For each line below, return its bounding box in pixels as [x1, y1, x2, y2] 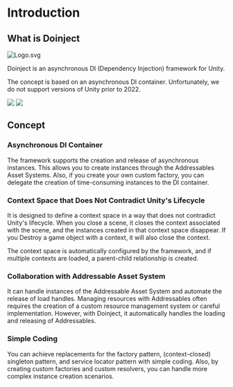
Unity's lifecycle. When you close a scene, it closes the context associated [7, 218, 221, 227]
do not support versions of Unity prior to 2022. [7, 85, 141, 93]
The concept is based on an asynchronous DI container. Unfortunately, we [7, 78, 220, 86]
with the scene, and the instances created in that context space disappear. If [7, 225, 226, 234]
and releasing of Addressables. [7, 317, 96, 325]
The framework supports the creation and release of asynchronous [7, 156, 199, 164]
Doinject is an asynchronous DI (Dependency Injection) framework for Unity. [7, 64, 225, 72]
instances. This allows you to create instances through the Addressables [7, 163, 215, 171]
